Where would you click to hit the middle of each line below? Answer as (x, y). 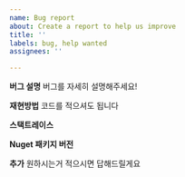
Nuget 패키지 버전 (42, 144)
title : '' (28, 34)
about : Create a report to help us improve (93, 26)
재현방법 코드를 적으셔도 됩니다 (64, 106)
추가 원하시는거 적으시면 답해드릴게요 (75, 163)
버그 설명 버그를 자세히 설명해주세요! (73, 86)
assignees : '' (36, 52)
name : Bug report (42, 18)
